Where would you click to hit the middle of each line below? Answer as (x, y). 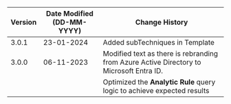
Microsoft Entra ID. (133, 71)
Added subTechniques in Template (159, 42)
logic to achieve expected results (156, 91)
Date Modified (70, 13)
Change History (162, 22)
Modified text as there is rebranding (161, 53)
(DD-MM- (70, 22)
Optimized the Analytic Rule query (159, 82)
